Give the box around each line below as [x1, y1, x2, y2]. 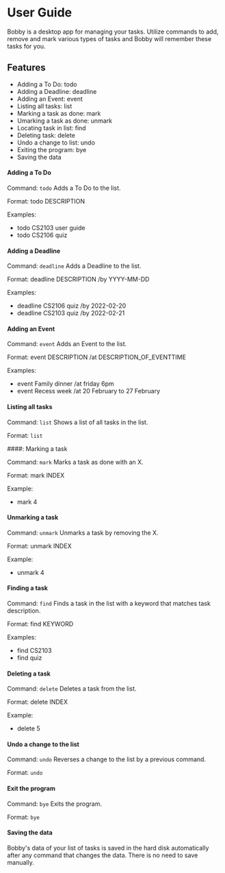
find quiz [16, 653, 42, 662]
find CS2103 [16, 646, 53, 654]
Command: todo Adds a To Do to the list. [7, 184, 121, 192]
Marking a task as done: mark [16, 109, 101, 117]
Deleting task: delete [16, 131, 75, 139]
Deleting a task [7, 669, 51, 678]
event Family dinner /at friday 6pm [16, 380, 114, 388]
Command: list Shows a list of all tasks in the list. [7, 418, 148, 426]
